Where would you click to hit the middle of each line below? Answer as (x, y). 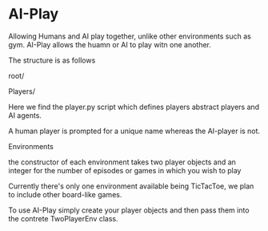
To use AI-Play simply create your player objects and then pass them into (129, 210)
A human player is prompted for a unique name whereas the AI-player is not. (134, 131)
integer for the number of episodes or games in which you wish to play (125, 170)
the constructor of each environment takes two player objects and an (122, 162)
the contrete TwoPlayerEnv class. (63, 218)
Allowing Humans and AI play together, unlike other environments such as (130, 36)
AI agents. (25, 115)
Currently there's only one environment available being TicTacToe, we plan (131, 186)
